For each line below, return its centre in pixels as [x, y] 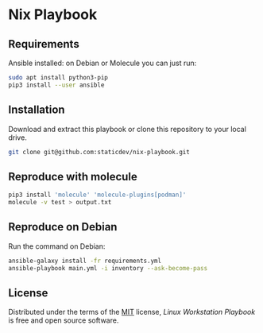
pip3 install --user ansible [56, 85]
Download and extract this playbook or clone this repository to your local [127, 129]
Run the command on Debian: [57, 246]
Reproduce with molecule [73, 176]
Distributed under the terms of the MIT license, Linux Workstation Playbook [132, 312]
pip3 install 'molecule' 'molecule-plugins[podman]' [97, 195]
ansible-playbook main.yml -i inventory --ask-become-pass [108, 268]
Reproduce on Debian [63, 227]
